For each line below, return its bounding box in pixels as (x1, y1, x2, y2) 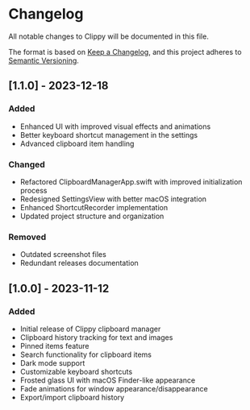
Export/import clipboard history (19, 392, 125, 402)
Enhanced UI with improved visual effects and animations (19, 122, 211, 131)
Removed (8, 231, 47, 242)
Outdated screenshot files (19, 250, 106, 259)
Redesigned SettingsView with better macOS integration (19, 194, 207, 204)
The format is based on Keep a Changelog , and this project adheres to (8, 47, 242, 56)
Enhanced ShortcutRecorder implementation (19, 202, 168, 212)
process (19, 185, 48, 195)
